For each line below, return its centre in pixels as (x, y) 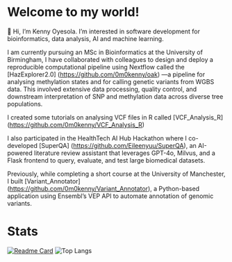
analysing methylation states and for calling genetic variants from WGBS (111, 81)
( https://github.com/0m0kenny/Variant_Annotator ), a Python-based (103, 188)
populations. (25, 104)
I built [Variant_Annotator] (44, 181)
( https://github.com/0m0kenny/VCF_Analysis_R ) (76, 124)
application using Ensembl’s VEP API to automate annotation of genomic (110, 196)
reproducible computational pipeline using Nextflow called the (96, 67)
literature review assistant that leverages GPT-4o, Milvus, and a (124, 153)
